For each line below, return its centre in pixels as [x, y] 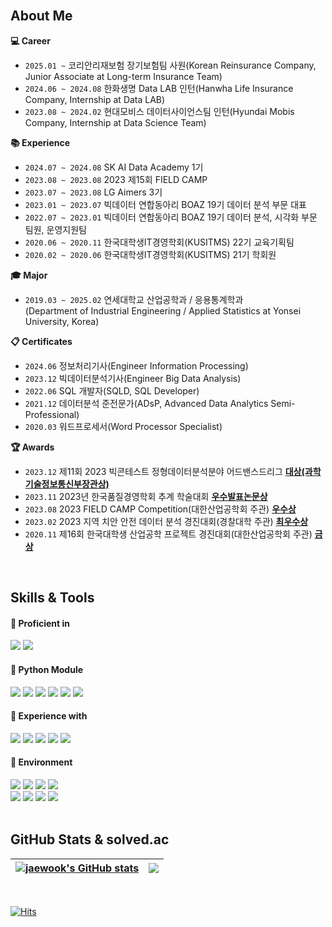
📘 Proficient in [40, 623]
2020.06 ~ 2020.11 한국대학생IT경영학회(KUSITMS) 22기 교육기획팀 [159, 242]
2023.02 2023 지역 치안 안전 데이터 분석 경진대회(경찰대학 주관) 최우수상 [166, 521]
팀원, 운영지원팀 [55, 229]
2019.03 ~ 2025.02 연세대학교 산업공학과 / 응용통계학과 [134, 299]
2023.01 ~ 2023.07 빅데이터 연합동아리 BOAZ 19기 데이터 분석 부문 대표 [165, 204]
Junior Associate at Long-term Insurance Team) [123, 76]
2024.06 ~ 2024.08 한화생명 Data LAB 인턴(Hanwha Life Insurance [159, 88]
